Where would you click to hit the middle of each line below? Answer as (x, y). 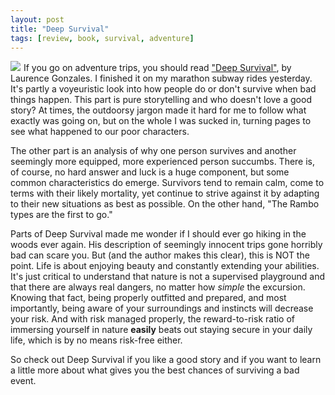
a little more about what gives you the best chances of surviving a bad (155, 370)
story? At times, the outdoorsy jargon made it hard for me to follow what (158, 110)
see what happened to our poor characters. (100, 132)
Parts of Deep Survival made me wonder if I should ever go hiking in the (158, 234)
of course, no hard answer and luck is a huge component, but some (150, 172)
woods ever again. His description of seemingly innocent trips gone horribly (166, 245)
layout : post (37, 19)
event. (23, 381)
